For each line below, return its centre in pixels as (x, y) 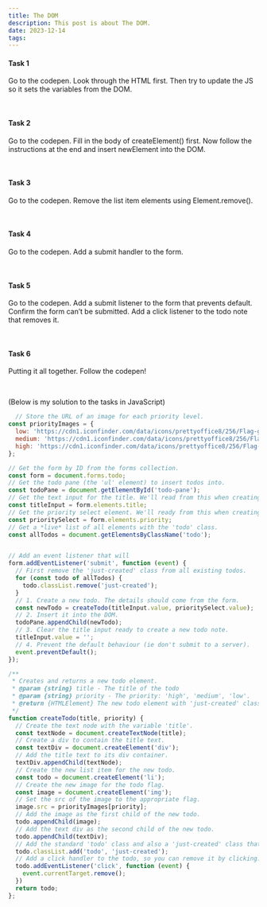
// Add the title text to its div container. (92, 755)
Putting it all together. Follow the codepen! (77, 372)
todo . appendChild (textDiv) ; (62, 836)
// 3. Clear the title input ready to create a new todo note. (122, 630)
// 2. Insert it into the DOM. (67, 615)
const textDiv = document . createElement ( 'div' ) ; (97, 748)
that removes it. (34, 320)
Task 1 (19, 63)
